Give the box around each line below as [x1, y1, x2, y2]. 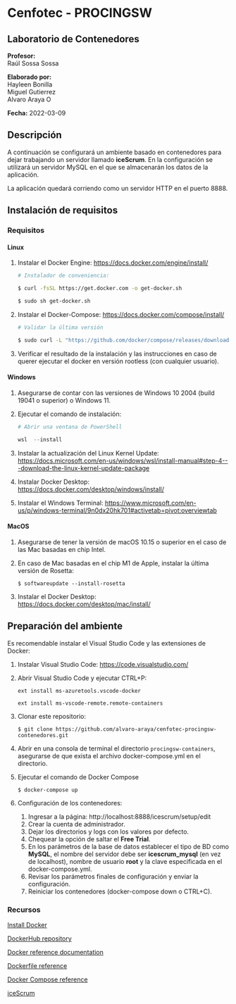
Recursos [7, 905, 41, 915]
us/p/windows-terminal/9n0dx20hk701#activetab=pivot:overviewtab [17, 506, 217, 515]
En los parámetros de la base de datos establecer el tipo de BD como [27, 842, 229, 851]
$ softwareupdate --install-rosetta [17, 579, 125, 587]
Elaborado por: [7, 73, 51, 81]
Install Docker [7, 920, 47, 929]
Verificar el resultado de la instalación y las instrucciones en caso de [17, 349, 217, 358]
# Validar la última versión [17, 324, 104, 331]
